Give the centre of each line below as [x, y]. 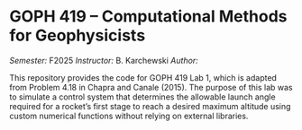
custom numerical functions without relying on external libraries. [129, 116]
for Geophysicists [78, 35]
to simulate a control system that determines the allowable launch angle [143, 97]
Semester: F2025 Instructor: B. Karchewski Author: [104, 60]
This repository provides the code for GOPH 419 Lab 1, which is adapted [143, 77]
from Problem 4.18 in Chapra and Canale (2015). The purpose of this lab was [151, 87]
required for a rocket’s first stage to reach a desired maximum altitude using [150, 106]
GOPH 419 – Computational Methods [148, 17]
